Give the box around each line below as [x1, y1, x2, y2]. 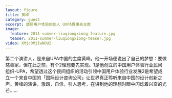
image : [5, 27, 19, 32]
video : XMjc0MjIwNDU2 [5, 41, 52, 46]
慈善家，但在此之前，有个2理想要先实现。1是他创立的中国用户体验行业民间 [5, 62, 163, 68]
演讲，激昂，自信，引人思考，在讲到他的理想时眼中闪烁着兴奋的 [27, 81, 162, 87]
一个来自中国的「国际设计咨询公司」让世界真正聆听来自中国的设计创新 [9, 75, 158, 81]
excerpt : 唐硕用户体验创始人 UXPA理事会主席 [5, 21, 91, 27]
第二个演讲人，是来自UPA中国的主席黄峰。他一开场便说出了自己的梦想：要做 [5, 55, 167, 61]
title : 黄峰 [5, 12, 29, 17]
